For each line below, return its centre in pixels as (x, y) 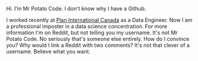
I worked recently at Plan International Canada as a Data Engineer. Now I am (99, 20)
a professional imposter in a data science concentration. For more (87, 26)
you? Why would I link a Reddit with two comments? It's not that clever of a (98, 45)
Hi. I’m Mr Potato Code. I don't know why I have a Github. (76, 9)
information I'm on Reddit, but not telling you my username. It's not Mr (92, 33)
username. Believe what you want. (48, 52)
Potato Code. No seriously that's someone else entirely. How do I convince (98, 39)
